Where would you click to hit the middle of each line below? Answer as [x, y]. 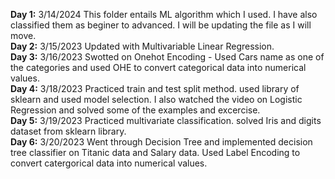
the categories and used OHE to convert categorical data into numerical [158, 67]
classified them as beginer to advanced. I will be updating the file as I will [161, 25]
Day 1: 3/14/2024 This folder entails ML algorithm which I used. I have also [164, 14]
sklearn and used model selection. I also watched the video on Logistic [156, 99]
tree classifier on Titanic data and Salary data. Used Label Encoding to [155, 152]
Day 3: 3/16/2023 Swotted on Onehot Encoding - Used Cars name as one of [167, 57]
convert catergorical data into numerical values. [109, 163]
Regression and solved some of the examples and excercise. [135, 110]
